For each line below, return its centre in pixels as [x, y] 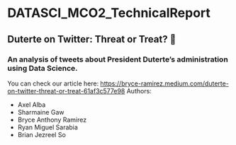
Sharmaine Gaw [41, 112]
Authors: [139, 91]
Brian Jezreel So [41, 134]
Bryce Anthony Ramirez [52, 120]
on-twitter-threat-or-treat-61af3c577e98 [66, 91]
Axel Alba [32, 105]
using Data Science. [43, 68]
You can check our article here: [53, 83]
